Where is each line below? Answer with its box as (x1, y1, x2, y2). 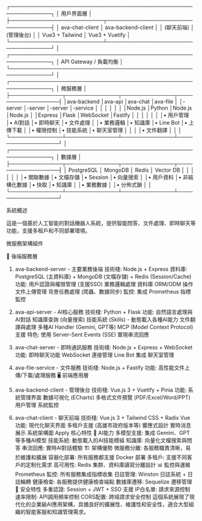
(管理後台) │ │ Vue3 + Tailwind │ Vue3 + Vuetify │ (6, 31, 131, 39)
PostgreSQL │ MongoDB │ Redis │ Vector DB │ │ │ (68, 166, 195, 173)
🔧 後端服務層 (6, 253, 38, 260)
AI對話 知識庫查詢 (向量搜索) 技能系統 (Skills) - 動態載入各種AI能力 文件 (14, 316, 191, 323)
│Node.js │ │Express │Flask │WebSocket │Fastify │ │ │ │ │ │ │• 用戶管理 (6, 111, 189, 119)
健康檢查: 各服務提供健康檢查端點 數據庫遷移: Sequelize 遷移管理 (32, 478, 192, 485)
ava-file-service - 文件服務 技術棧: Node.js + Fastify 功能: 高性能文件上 (14, 364, 191, 371)
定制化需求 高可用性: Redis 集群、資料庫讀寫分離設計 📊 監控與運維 (25, 461, 191, 468)
